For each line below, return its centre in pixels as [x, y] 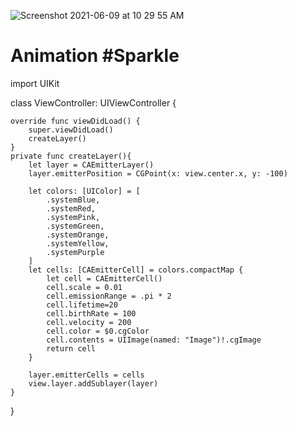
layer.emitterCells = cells [86, 375]
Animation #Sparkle [95, 56]
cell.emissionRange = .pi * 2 [109, 296]
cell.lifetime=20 [82, 305]
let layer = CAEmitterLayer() [91, 165]
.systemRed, [71, 208]
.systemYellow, [78, 243]
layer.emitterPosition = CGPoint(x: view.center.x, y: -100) [158, 173]
